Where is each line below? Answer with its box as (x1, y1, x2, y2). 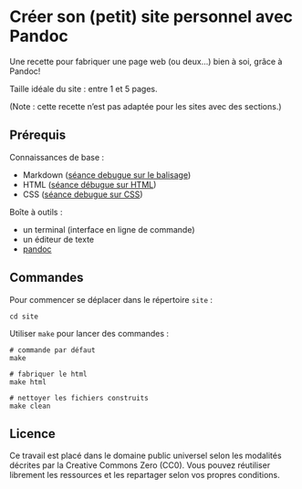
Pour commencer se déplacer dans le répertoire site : (9, 294, 213, 305)
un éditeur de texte (22, 234, 94, 244)
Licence (9, 426, 57, 442)
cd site (9, 312, 39, 321)
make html (9, 377, 47, 387)
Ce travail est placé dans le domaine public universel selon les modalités (9, 450, 282, 462)
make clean (9, 401, 51, 411)
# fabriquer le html (9, 369, 89, 379)
